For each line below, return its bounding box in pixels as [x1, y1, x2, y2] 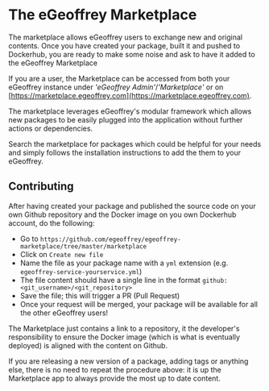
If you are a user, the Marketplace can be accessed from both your [8, 73, 230, 83]
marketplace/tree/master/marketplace [19, 242, 147, 251]
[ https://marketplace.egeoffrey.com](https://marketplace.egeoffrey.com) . [8, 90, 252, 100]
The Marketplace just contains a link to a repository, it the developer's [8, 323, 240, 333]
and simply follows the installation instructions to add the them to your [8, 148, 242, 157]
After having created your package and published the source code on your [8, 201, 256, 210]
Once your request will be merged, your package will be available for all [19, 299, 259, 309]
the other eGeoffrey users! [19, 308, 109, 318]
